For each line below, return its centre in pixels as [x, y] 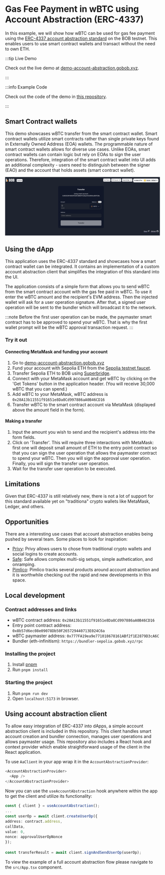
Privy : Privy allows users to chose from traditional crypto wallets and [82, 549]
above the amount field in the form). [48, 410]
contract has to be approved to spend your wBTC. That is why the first [76, 322]
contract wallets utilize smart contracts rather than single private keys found [82, 138]
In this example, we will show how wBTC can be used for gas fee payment [80, 33]
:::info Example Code [26, 87]
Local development [35, 595]
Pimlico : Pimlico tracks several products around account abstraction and [85, 569]
